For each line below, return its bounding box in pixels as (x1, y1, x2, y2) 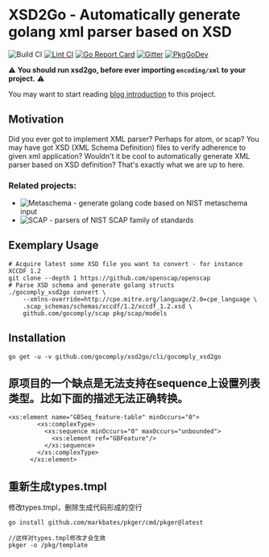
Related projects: (8, 180, 77, 191)
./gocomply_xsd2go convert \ (8, 288, 106, 296)
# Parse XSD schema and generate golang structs (8, 281, 175, 289)
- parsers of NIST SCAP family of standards (49, 215, 194, 225)
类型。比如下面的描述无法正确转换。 (8, 392, 188, 405)
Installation (8, 331, 66, 345)
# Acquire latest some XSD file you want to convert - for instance (8, 260, 243, 268)
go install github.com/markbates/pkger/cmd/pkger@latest (8, 518, 204, 527)
